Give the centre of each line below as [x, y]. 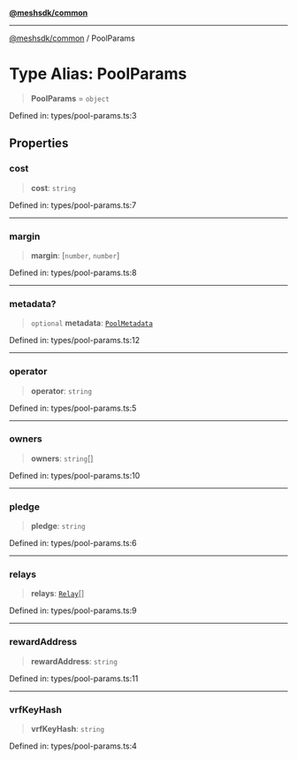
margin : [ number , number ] [75, 255]
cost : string [53, 188]
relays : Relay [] [57, 594]
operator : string [61, 391]
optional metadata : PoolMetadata [91, 323]
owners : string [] [62, 458]
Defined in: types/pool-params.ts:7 [73, 205]
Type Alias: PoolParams [98, 74]
